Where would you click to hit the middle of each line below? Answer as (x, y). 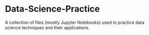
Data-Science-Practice (52, 9)
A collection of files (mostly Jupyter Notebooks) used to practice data (75, 22)
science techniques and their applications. (47, 27)
